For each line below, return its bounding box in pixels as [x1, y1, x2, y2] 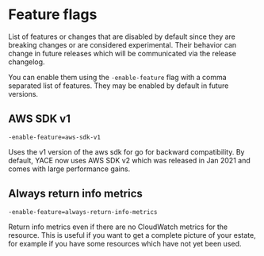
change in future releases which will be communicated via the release [8, 48, 236, 58]
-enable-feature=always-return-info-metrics [8, 208, 158, 216]
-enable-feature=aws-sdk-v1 [8, 133, 101, 141]
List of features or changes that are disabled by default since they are [8, 32, 236, 41]
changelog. [8, 57, 45, 67]
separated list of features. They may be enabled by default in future [8, 81, 229, 90]
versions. [8, 89, 38, 98]
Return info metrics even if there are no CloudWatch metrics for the [8, 222, 228, 231]
